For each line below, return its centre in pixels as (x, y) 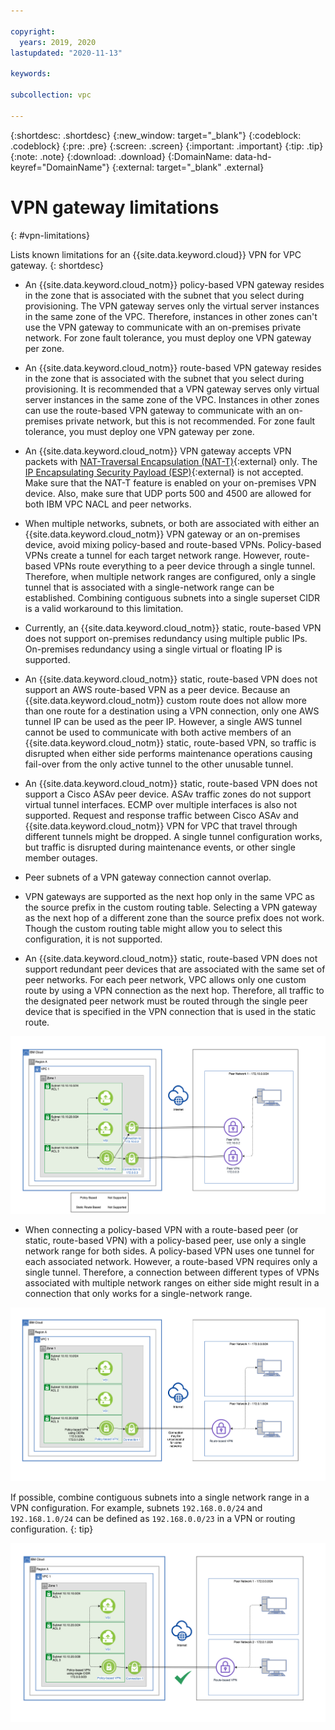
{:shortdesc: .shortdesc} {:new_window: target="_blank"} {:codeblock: (156, 135)
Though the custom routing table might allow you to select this (153, 928)
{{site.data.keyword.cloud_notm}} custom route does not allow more (166, 700)
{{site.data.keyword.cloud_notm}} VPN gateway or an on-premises (162, 534)
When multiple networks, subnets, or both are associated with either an (172, 523)
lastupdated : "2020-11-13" (66, 53)
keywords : (31, 74)
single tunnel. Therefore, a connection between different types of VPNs (172, 1272)
